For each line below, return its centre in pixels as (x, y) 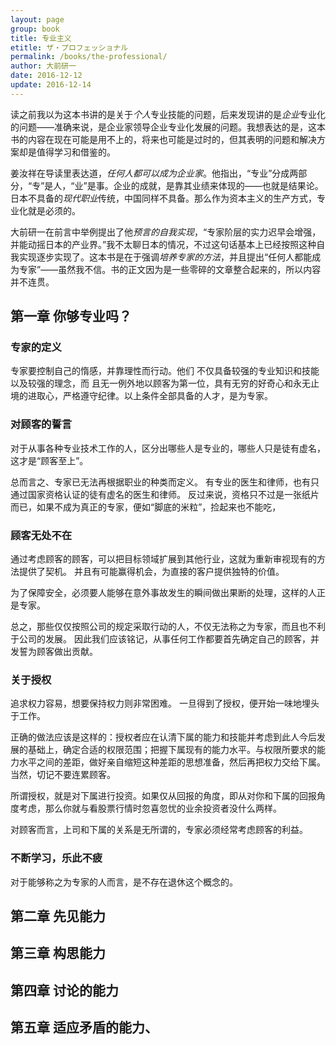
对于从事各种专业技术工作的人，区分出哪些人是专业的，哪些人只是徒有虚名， (168, 448)
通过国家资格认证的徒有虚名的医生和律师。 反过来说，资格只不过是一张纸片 (165, 494)
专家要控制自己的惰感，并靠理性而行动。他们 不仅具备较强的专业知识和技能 (165, 371)
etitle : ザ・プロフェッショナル (69, 47)
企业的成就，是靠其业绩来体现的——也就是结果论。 (218, 185)
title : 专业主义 (41, 38)
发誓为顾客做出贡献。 (54, 652)
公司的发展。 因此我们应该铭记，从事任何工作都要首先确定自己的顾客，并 (169, 639)
